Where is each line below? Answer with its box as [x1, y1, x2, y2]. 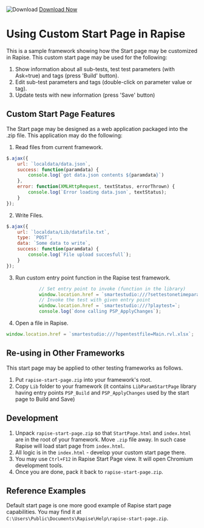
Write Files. [15, 211, 44, 219]
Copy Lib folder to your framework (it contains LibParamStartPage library [15, 382, 197, 390]
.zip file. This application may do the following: [6, 132, 123, 139]
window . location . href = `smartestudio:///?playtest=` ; [38, 303, 181, 309]
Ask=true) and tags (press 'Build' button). [15, 72, 120, 79]
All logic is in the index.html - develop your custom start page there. [15, 448, 186, 456]
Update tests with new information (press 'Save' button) [15, 91, 155, 99]
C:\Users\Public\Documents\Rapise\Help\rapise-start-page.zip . [6, 515, 169, 522]
